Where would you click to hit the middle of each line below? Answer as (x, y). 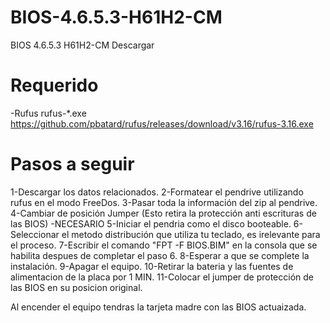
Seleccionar (35, 234)
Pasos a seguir (72, 164)
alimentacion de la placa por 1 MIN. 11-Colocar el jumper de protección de (162, 277)
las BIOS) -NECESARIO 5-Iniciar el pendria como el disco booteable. (151, 223)
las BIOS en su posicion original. (76, 287)
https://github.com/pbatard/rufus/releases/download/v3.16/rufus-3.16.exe (162, 123)
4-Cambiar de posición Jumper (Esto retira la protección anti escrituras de (163, 213)
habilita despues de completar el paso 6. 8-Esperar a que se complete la (160, 255)
